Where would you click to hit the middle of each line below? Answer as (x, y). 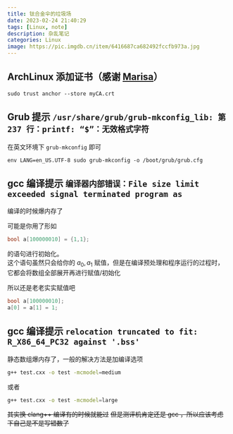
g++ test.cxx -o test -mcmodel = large (63, 400)
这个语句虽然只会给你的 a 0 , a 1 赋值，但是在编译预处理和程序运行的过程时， (115, 264)
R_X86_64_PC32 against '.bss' (74, 342)
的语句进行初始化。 (35, 254)
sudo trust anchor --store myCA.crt (61, 94)
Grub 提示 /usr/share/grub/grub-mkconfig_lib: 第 (117, 117)
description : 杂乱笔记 (38, 34)
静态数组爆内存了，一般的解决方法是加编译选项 (75, 359)
